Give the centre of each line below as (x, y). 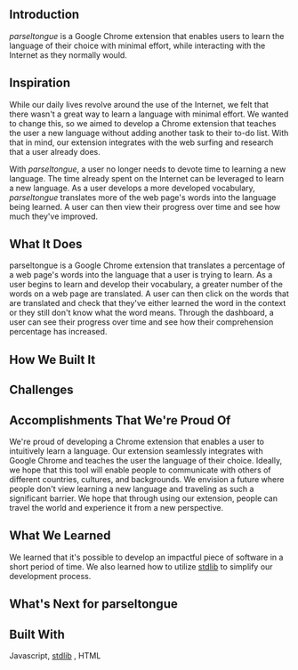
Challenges (41, 390)
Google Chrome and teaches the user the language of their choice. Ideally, (146, 461)
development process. (50, 576)
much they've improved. (54, 216)
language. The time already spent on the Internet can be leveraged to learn (147, 178)
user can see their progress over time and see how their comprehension (141, 322)
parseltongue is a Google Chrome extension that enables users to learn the (147, 36)
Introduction (44, 15)
